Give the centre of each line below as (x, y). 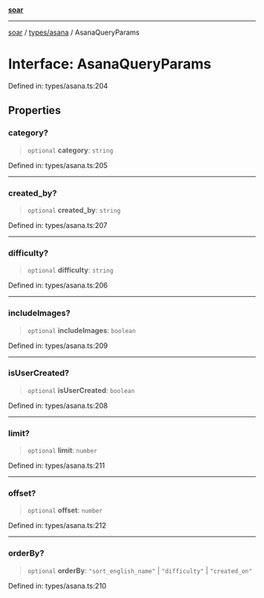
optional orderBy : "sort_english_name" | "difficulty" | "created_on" (140, 570)
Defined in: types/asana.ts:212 (57, 526)
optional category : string (70, 150)
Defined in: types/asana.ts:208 (58, 405)
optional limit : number (62, 450)
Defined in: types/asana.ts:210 (57, 585)
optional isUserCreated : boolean (81, 390)
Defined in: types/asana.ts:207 (58, 225)
